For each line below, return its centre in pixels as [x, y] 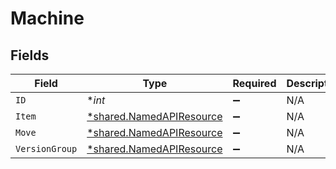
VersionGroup [46, 148]
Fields [30, 55]
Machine [47, 18]
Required [254, 83]
